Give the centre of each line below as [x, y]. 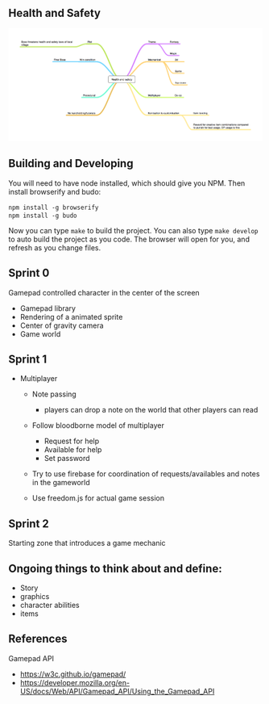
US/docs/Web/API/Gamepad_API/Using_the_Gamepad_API [117, 691]
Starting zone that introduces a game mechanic [87, 543]
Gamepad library [48, 308]
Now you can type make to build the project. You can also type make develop [133, 230]
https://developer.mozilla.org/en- [75, 682]
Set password [67, 459]
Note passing [54, 394]
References [38, 639]
